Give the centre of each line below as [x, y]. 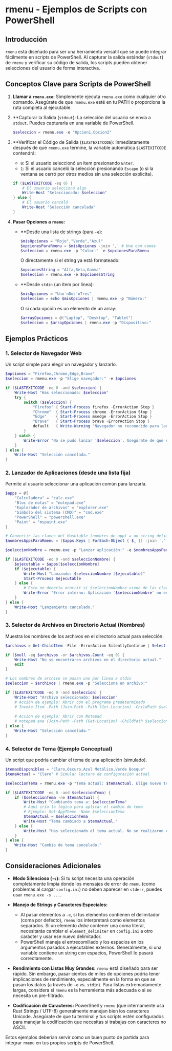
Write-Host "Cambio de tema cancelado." [58, 845]
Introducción [26, 39]
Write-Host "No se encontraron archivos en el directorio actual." [88, 660]
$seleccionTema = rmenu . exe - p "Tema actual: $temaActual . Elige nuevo [83, 783]
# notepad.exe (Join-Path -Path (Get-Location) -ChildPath [79, 721]
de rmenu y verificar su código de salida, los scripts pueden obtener [76, 62]
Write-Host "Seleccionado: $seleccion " [65, 193]
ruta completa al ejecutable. [42, 107]
